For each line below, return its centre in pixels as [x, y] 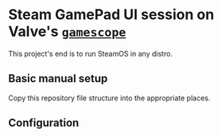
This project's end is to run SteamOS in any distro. [91, 53]
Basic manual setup [58, 78]
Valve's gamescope [67, 31]
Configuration [44, 123]
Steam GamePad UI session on [111, 15]
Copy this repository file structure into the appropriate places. [109, 98]
